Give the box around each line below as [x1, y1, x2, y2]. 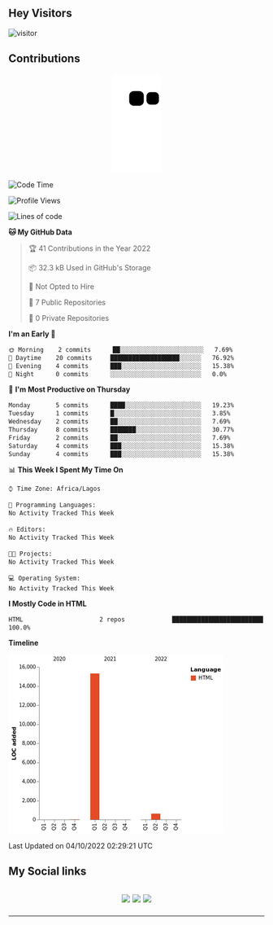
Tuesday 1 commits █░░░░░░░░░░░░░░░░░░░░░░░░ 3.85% [8, 409, 231, 418]
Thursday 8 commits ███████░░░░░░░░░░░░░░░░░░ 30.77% [8, 425, 234, 434]
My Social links [8, 865, 87, 879]
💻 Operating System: [8, 574, 81, 582]
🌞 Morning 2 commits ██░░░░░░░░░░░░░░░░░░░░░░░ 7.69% [8, 345, 233, 353]
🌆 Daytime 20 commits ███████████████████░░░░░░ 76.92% [8, 353, 234, 362]
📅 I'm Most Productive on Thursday [8, 384, 131, 394]
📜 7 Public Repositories [28, 297, 106, 307]
